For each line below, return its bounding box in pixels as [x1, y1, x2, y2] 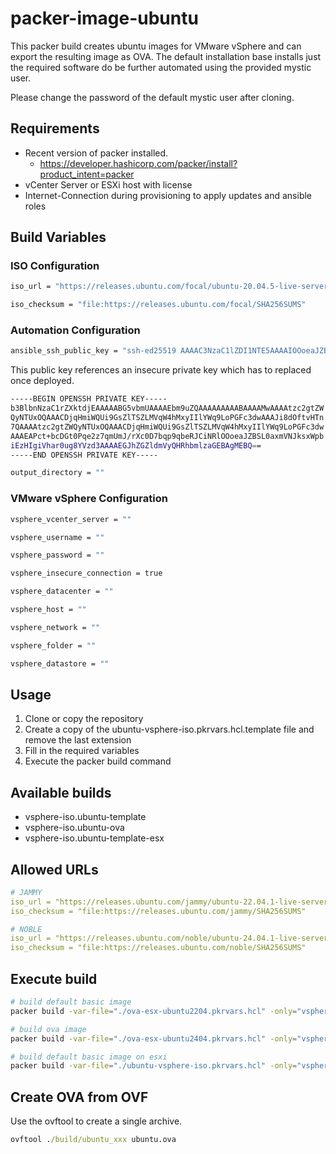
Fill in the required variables [24, 745, 140, 757]
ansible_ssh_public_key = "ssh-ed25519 [10, 346, 177, 356]
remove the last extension [24, 734, 132, 746]
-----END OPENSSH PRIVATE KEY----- [10, 450, 159, 460]
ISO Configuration [10, 259, 100, 273]
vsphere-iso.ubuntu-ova [24, 822, 125, 834]
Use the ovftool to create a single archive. [10, 1115, 183, 1127]
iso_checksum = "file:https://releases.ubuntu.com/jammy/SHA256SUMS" [10, 906, 307, 916]
